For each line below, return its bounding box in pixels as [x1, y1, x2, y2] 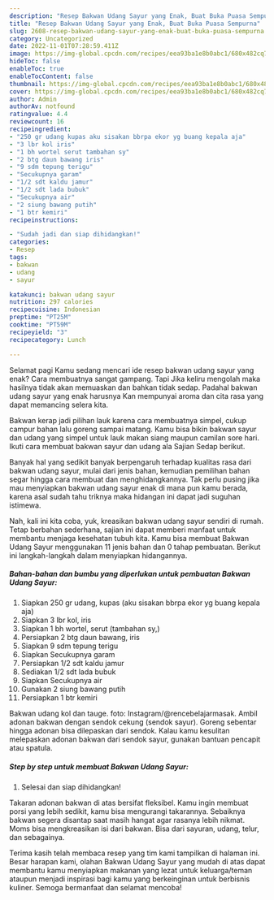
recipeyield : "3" [9, 328, 68, 336]
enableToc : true [9, 65, 64, 73]
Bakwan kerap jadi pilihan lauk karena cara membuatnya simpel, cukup [9, 415, 247, 425]
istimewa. [9, 500, 41, 510]
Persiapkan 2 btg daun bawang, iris [20, 633, 141, 643]
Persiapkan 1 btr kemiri [20, 693, 98, 703]
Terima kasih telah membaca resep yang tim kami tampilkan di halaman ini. [9, 848, 260, 858]
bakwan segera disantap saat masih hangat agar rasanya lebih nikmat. [9, 816, 246, 825]
